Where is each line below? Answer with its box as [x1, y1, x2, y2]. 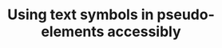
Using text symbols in [7, 6, 154, 24]
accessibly [107, 22, 182, 41]
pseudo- [157, 6, 215, 24]
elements [40, 22, 105, 41]
